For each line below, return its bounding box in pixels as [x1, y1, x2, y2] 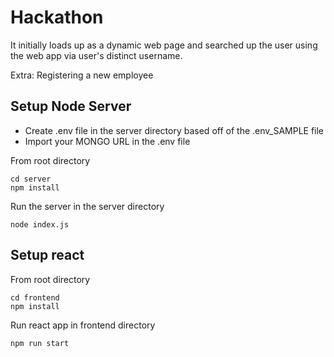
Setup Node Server [10, 98, 132, 115]
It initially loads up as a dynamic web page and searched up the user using [10, 39, 318, 51]
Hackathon [10, 6, 104, 29]
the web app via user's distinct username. [10, 49, 183, 61]
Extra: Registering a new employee [10, 69, 154, 81]
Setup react [10, 247, 85, 264]
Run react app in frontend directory [10, 319, 156, 331]
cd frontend [10, 292, 60, 303]
